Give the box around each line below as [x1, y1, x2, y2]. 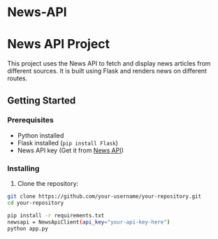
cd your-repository [7, 199, 64, 206]
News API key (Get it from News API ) [17, 146, 124, 154]
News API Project [7, 36, 110, 52]
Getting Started [7, 94, 76, 106]
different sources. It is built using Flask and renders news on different [7, 67, 208, 75]
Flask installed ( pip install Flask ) [17, 138, 119, 147]
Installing [7, 164, 40, 173]
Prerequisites [7, 115, 54, 125]
